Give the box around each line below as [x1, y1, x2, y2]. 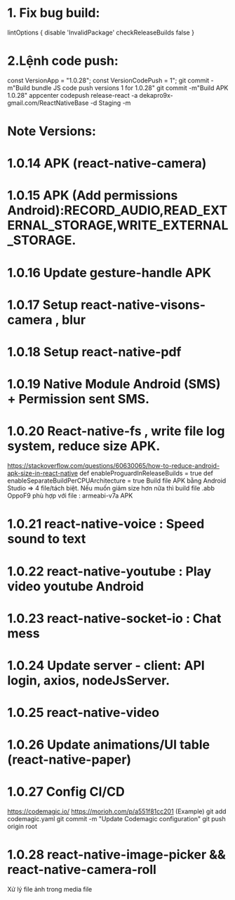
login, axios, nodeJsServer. [7, 672, 170, 688]
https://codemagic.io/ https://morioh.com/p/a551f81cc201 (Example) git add [7, 807, 227, 816]
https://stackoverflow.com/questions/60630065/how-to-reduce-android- [7, 462, 220, 470]
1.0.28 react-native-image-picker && [7, 847, 226, 863]
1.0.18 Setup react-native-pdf [7, 344, 182, 360]
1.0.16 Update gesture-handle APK [7, 265, 212, 281]
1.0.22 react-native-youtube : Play [7, 563, 212, 579]
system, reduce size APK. [7, 438, 161, 455]
